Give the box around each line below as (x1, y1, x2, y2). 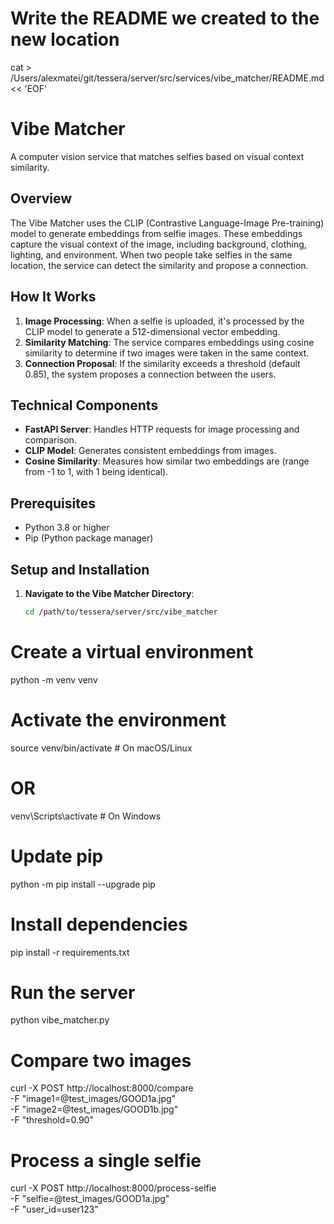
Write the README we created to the (10, 7, 320, 30)
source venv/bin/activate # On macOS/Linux (10, 742, 193, 754)
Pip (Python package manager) (24, 532, 154, 544)
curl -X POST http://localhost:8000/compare (10, 1082, 194, 1094)
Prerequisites (10, 495, 96, 512)
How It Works (10, 288, 97, 306)
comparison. (24, 434, 77, 446)
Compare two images (10, 1049, 192, 1072)
